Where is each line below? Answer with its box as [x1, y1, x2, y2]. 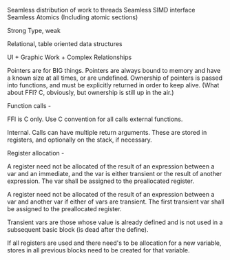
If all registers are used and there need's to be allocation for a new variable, [7, 239, 222, 247]
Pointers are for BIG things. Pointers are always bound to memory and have [7, 67, 221, 74]
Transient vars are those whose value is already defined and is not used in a [7, 218, 223, 226]
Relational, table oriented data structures [7, 40, 123, 47]
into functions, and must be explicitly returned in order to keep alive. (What [7, 81, 220, 89]
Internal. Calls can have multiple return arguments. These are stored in [7, 129, 207, 136]
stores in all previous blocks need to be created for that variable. [7, 246, 191, 254]
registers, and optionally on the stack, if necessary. [7, 136, 153, 144]
